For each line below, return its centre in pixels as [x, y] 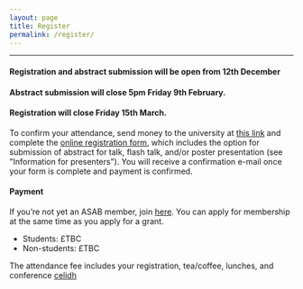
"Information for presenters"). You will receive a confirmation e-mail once [146, 161]
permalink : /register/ [52, 34]
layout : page [34, 18]
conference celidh [43, 275]
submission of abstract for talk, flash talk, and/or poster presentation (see [146, 152]
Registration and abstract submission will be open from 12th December [145, 71]
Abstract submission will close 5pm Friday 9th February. [118, 92]
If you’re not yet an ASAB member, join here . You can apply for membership [150, 212]
